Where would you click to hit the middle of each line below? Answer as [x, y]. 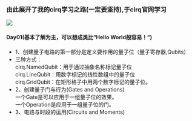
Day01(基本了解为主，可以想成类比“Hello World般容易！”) [79, 37]
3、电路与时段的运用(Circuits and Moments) [70, 112]
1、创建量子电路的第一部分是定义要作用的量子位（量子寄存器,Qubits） [102, 52]
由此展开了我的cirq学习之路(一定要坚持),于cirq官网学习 [86, 9]
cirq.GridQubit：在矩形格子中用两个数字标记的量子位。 [83, 82]
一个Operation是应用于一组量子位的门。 [65, 104]
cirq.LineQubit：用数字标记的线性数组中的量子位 [75, 74]
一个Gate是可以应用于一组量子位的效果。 [66, 97]
